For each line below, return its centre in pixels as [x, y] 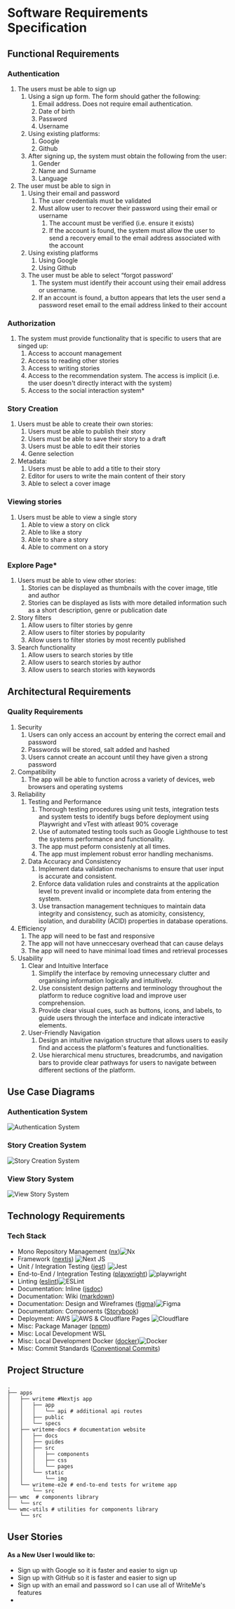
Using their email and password [74, 193]
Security [29, 727]
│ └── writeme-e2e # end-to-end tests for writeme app [92, 1485]
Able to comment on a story [68, 547]
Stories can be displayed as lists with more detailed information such [127, 603]
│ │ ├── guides [36, 1442]
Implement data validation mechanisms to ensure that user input [131, 868]
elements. [53, 1025]
